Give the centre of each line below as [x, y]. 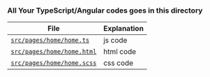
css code [119, 63]
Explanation [124, 29]
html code [120, 52]
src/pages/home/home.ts [50, 40]
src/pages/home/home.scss [54, 63]
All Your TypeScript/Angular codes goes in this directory [105, 10]
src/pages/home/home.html [54, 52]
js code [115, 41]
